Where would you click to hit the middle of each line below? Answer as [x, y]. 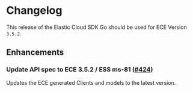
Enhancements [35, 53]
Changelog [34, 11]
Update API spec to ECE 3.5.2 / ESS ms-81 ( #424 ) [80, 70]
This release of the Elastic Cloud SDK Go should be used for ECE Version [97, 27]
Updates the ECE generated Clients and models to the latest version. [91, 82]
